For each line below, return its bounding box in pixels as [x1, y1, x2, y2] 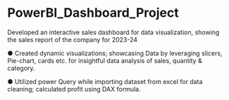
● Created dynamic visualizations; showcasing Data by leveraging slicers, [7, 49, 223, 57]
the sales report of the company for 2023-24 [7, 35, 138, 43]
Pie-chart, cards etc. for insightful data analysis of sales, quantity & [7, 56, 202, 64]
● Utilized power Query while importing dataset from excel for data [7, 77, 203, 85]
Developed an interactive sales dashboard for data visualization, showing [7, 28, 220, 36]
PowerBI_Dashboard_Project [7, 5, 179, 21]
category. [7, 64, 35, 72]
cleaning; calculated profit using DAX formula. [7, 85, 141, 93]
